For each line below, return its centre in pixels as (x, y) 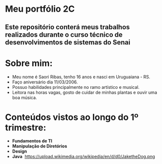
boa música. (25, 97)
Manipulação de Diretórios (40, 146)
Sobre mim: (29, 63)
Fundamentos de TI (32, 141)
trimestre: (26, 127)
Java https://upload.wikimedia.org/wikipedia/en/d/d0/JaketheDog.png (83, 157)
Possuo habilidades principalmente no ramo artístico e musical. (76, 87)
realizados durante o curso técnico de (64, 34)
